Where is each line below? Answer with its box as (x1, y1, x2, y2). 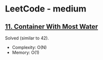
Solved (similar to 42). (5, 35, 49, 41)
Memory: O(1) (12, 49, 40, 55)
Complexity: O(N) (12, 45, 47, 50)
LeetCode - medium (5, 3, 87, 14)
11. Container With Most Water (5, 23, 98, 31)
